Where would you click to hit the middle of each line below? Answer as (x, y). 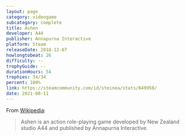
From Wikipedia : (26, 110)
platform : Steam (26, 45)
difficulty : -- (25, 61)
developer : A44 (25, 34)
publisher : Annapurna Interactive (49, 39)
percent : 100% (24, 83)
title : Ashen (22, 28)
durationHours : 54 (29, 72)
